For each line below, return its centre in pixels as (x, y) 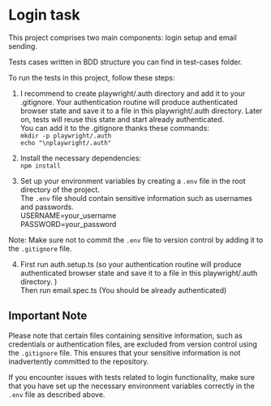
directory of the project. (60, 190)
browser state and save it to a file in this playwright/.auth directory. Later (141, 111)
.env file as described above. (57, 394)
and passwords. (47, 207)
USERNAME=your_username (68, 215)
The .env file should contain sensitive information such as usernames (136, 198)
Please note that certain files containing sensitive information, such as (126, 335)
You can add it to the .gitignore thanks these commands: (114, 128)
